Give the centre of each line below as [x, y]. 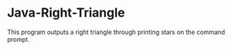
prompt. [18, 39]
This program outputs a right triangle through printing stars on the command [116, 32]
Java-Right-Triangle [66, 13]
